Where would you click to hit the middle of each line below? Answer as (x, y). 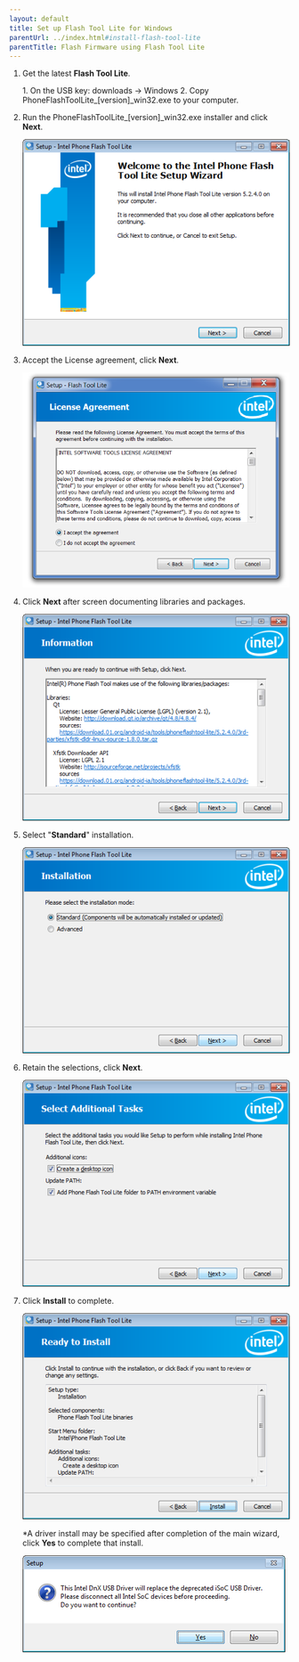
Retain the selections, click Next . (82, 1068)
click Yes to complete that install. (83, 1543)
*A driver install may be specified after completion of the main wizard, (151, 1533)
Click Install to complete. (68, 1300)
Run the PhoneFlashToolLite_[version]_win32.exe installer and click (145, 118)
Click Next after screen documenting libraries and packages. (134, 602)
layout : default (39, 19)
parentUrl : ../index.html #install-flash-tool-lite (105, 37)
